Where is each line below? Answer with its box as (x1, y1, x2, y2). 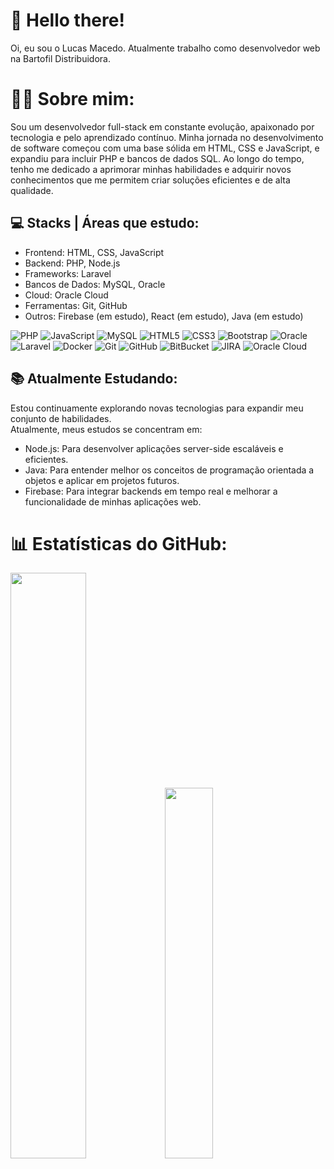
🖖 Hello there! (10, 9, 125, 32)
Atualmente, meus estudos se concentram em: (10, 423, 203, 435)
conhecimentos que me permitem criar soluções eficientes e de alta (10, 174, 291, 186)
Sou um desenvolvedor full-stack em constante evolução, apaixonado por (10, 120, 315, 133)
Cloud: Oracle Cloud (24, 289, 109, 301)
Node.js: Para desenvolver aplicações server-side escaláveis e (24, 442, 284, 454)
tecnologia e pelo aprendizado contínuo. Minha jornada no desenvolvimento (10, 131, 324, 143)
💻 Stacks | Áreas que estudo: (10, 215, 200, 232)
